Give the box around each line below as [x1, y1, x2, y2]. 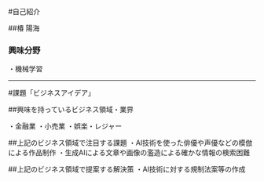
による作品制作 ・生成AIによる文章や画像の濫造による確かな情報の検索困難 [8, 148, 251, 157]
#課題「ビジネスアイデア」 [8, 89, 96, 98]
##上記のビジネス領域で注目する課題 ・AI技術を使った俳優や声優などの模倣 [8, 138, 253, 147]
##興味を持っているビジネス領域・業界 [8, 105, 134, 114]
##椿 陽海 [8, 24, 40, 33]
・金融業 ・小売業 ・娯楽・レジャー [8, 121, 123, 131]
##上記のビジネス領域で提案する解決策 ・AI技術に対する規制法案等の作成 [8, 165, 246, 174]
